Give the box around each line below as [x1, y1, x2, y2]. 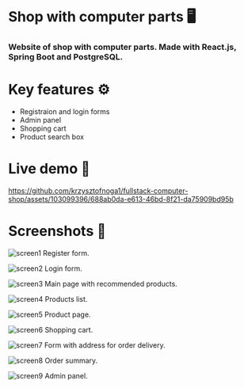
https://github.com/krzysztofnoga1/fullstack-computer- [8, 185, 189, 196]
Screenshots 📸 [8, 223, 107, 240]
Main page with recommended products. [44, 279, 178, 288]
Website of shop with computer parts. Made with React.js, [8, 42, 237, 53]
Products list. [44, 294, 88, 303]
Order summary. [44, 356, 98, 365]
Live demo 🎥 [8, 160, 91, 178]
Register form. [43, 248, 90, 257]
